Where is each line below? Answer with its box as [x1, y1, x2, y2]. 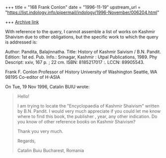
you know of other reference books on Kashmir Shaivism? [17, 119, 136, 124]
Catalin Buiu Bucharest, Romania [17, 148, 84, 153]
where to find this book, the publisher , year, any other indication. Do [17, 113, 158, 119]
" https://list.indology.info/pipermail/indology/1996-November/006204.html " [5, 9, 160, 15]
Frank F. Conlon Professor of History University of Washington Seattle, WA [5, 69, 158, 75]
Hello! [17, 94, 30, 99]
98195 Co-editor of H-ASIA [5, 74, 60, 80]
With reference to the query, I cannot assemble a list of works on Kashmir [5, 29, 155, 34]
